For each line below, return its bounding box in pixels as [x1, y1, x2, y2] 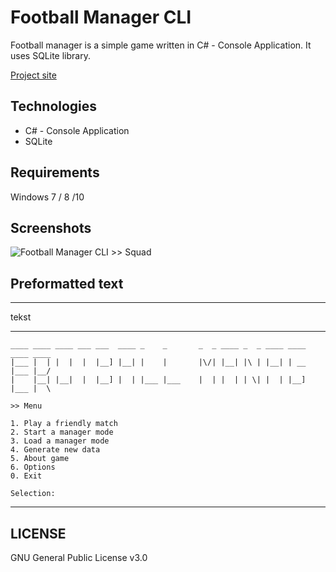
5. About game [10, 454, 70, 464]
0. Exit [10, 471, 43, 481]
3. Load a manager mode [10, 436, 110, 446]
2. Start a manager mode [10, 427, 114, 438]
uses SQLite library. [10, 49, 91, 61]
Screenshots [10, 219, 92, 236]
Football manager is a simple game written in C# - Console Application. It [10, 39, 312, 51]
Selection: [10, 489, 56, 499]
